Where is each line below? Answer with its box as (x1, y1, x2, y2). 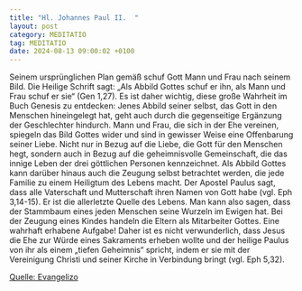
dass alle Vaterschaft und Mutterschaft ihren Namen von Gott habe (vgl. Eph (9, 187, 293, 198)
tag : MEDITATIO (9, 38, 67, 48)
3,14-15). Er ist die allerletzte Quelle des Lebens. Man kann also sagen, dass (9, 196, 291, 208)
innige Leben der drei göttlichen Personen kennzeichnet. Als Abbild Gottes (9, 158, 287, 169)
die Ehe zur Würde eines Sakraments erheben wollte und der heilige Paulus (9, 235, 289, 246)
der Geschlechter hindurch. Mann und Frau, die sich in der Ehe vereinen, (9, 119, 279, 131)
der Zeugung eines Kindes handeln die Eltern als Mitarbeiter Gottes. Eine (9, 216, 279, 227)
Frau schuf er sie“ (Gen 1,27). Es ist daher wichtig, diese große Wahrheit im (9, 91, 288, 102)
